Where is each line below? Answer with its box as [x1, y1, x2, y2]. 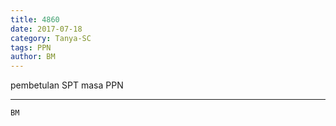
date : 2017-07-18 [10, 24, 83, 34]
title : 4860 [10, 14, 60, 25]
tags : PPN [10, 42, 52, 53]
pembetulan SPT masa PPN [10, 79, 124, 91]
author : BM [10, 52, 56, 62]
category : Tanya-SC [10, 33, 92, 43]
